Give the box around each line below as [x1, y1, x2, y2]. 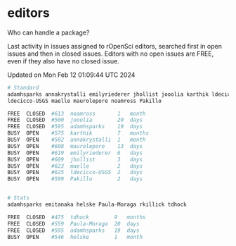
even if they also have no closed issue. [7, 56, 119, 65]
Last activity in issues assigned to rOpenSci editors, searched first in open [7, 42, 223, 50]
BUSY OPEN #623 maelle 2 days [7, 162, 143, 170]
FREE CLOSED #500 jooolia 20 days [7, 116, 143, 124]
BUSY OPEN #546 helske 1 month [7, 233, 143, 240]
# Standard [7, 84, 39, 91]
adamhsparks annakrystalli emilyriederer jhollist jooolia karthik [7, 90, 209, 98]
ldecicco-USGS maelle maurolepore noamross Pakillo [7, 97, 162, 104]
